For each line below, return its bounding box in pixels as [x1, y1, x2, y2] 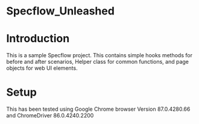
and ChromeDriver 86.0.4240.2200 [6, 112, 94, 119]
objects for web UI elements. [6, 64, 78, 72]
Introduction [6, 32, 70, 46]
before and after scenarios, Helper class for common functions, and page [6, 58, 189, 66]
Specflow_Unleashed [6, 4, 115, 18]
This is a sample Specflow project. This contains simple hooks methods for [6, 52, 193, 59]
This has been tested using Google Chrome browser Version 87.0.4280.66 [6, 105, 191, 113]
